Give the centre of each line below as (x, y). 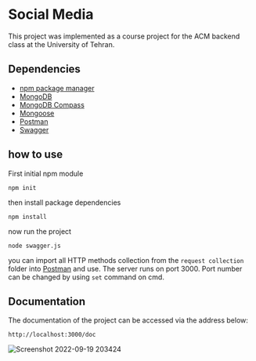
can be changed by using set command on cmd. (86, 277)
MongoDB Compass (52, 104)
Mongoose (37, 113)
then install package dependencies (65, 202)
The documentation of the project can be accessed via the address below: (128, 320)
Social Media (51, 15)
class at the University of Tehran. (61, 44)
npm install (27, 217)
